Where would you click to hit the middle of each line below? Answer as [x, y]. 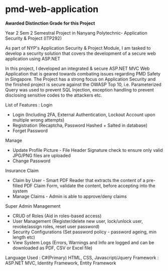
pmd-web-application [52, 9]
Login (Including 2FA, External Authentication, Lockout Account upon [84, 115]
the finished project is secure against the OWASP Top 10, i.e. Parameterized [83, 84]
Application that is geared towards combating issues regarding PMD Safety [83, 73]
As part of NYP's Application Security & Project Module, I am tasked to [78, 48]
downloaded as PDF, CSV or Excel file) [52, 248]
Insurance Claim [22, 170]
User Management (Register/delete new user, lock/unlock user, [77, 221]
